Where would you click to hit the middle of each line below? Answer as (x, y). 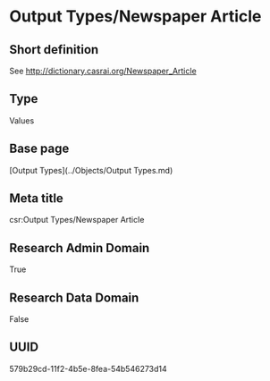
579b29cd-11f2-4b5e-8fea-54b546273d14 (88, 368)
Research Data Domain (74, 297)
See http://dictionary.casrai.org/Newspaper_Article (103, 71)
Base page (39, 149)
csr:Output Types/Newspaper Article (77, 220)
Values (22, 120)
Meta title (37, 199)
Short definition (54, 50)
